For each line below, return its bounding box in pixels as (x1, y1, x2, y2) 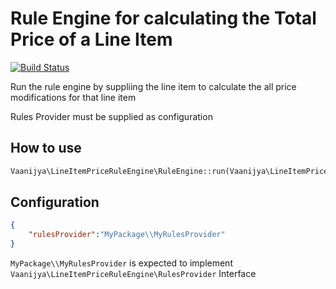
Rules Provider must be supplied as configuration (10, 110, 213, 122)
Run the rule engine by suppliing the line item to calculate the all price (10, 80, 297, 92)
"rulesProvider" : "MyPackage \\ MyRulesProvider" (28, 230, 226, 240)
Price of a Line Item (10, 28, 173, 51)
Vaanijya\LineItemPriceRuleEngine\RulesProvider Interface (10, 268, 257, 280)
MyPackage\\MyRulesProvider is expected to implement (10, 257, 233, 269)
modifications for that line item (10, 91, 137, 103)
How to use (10, 140, 82, 157)
